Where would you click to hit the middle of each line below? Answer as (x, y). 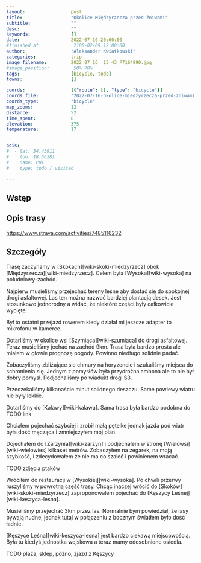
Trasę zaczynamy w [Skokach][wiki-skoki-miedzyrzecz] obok (83, 266)
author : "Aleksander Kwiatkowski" (71, 51)
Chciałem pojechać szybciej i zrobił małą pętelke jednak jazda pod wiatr (95, 425)
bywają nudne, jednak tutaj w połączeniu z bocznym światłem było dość (96, 517)
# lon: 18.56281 (31, 157)
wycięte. (17, 310)
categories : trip (44, 57)
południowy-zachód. (32, 279)
